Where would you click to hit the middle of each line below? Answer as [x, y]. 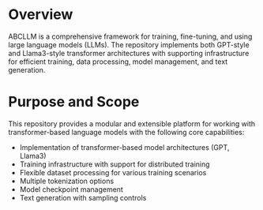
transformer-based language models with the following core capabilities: [126, 132]
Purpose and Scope [74, 102]
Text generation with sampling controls [83, 197]
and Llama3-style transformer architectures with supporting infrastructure [129, 53]
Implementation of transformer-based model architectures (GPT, [124, 147]
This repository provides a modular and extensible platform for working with [132, 123]
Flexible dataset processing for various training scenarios [113, 172]
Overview [41, 15]
